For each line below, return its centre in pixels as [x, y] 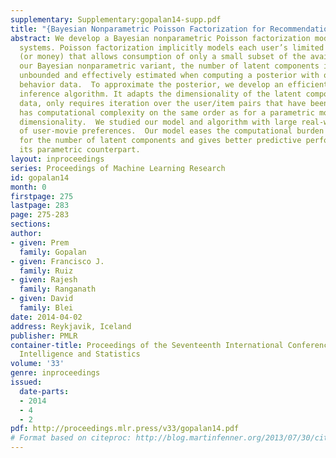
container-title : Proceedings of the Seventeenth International [147, 345]
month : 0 [28, 187]
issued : [26, 382]
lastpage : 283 [40, 206]
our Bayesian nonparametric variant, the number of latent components [169, 66]
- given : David [42, 299]
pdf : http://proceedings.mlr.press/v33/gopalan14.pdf [125, 429]
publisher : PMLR [44, 336]
